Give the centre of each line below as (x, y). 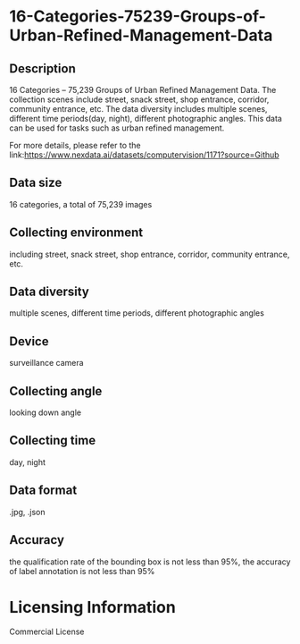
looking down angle (46, 412)
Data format (43, 491)
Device (29, 341)
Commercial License (47, 631)
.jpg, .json (28, 512)
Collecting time (53, 441)
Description (42, 68)
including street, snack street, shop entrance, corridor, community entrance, (150, 254)
